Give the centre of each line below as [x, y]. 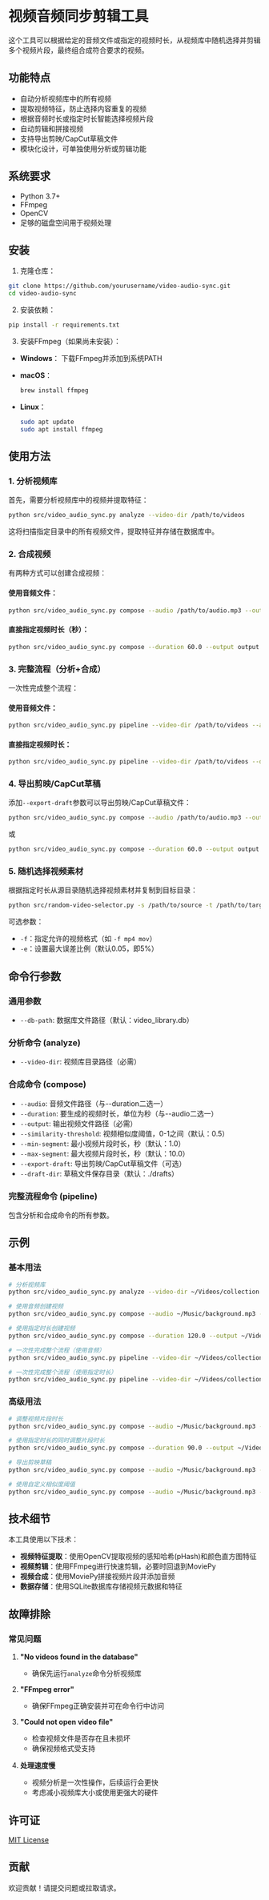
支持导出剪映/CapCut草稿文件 [69, 138]
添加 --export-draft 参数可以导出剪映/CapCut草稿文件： [100, 803]
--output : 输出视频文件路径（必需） [78, 1123]
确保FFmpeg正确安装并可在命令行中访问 [98, 1706]
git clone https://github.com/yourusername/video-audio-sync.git [119, 286]
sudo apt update [47, 422]
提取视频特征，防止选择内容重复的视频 [83, 108]
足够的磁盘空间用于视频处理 [66, 222]
